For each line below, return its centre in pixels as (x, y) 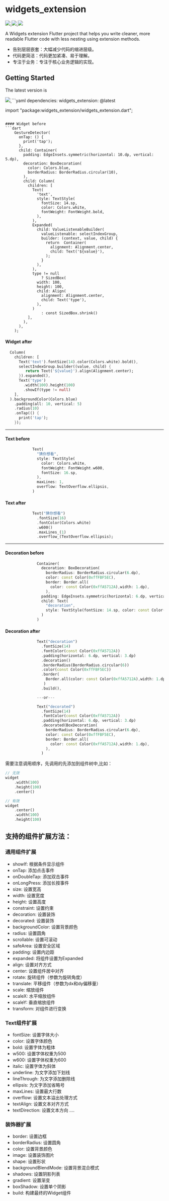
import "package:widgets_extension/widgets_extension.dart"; (69, 110)
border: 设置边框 (29, 1136)
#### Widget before (26, 124)
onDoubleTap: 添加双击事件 (41, 877)
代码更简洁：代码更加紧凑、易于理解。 (52, 55)
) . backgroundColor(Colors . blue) (44, 399)
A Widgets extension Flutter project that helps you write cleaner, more (78, 33)
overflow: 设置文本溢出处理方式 (45, 1098)
